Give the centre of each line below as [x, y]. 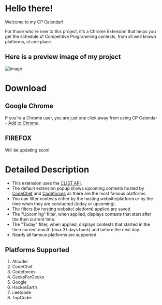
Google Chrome [29, 106]
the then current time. [34, 219]
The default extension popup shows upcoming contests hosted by [78, 188]
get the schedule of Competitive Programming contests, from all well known [81, 36]
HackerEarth [24, 288]
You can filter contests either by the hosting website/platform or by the [82, 198]
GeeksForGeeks [28, 277]
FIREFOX [18, 138]
